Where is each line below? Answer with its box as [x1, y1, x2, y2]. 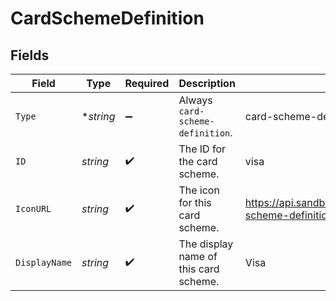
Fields [10, 47, 50, 64]
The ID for [178, 142, 227, 156]
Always [178, 93, 213, 107]
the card [178, 155, 218, 168]
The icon [178, 183, 220, 197]
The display [178, 237, 234, 251]
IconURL [15, 203, 52, 214]
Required [124, 77, 170, 90]
